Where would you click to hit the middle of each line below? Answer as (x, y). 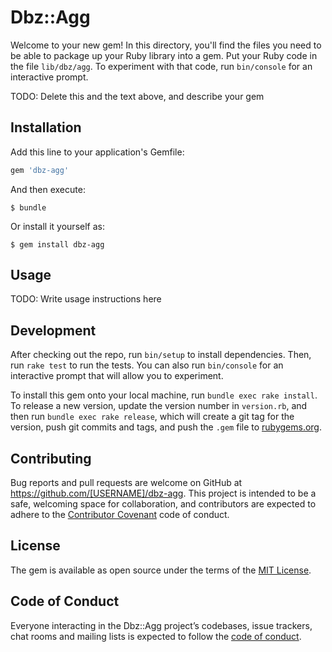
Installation (46, 127)
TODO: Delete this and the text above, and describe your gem (137, 96)
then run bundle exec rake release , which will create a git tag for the (152, 417)
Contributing (51, 458)
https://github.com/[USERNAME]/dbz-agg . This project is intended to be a (163, 493)
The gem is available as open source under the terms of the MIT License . (161, 570)
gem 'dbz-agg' (40, 170)
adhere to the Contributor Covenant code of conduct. (120, 515)
